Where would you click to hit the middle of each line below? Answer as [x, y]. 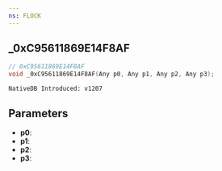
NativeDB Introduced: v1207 [56, 89]
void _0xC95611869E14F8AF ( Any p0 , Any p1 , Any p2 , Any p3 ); [112, 74]
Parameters [38, 113]
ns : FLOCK [25, 16]
